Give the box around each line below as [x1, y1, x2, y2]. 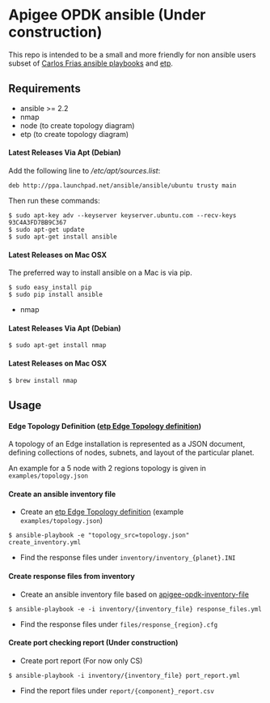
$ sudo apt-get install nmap [8, 341, 107, 349]
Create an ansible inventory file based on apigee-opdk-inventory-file [19, 589, 249, 599]
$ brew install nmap [8, 376, 78, 384]
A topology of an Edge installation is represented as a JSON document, [8, 439, 245, 449]
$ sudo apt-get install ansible [8, 233, 117, 241]
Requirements [8, 82, 81, 96]
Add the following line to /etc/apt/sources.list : [8, 165, 161, 175]
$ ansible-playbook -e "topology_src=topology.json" [8, 531, 190, 540]
